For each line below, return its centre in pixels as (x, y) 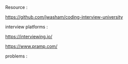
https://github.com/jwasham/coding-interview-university (64, 17)
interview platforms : (26, 27)
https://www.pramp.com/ (31, 46)
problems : (16, 56)
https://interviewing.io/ (29, 37)
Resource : (16, 7)
